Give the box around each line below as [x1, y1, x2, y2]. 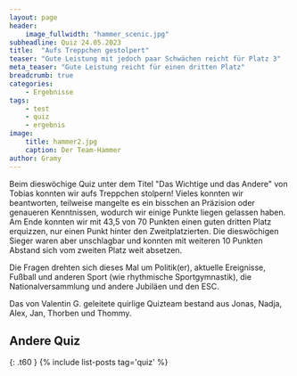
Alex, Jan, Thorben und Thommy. [9, 307, 132, 318]
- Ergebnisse [25, 87, 74, 96]
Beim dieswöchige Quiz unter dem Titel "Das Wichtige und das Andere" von [9, 178, 288, 189]
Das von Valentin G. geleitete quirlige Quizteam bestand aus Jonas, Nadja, [9, 298, 283, 308]
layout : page [9, 12, 58, 22]
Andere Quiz [9, 333, 81, 348]
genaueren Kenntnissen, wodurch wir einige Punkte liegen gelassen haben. [9, 207, 286, 217]
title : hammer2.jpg [25, 137, 98, 146]
